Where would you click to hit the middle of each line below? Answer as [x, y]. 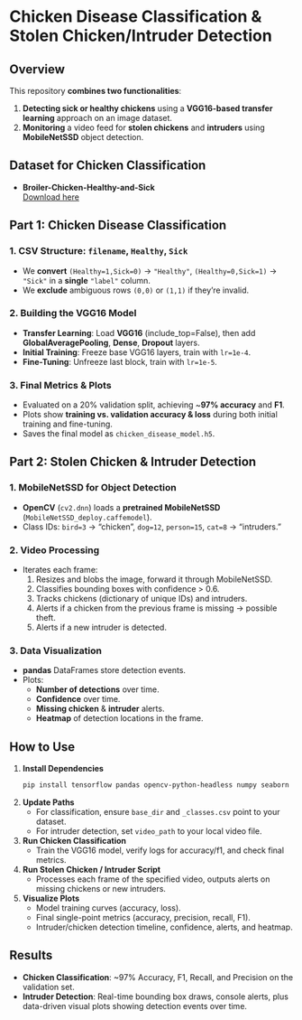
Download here [50, 197]
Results [31, 955]
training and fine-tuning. [67, 424]
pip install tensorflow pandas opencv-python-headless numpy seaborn [156, 785]
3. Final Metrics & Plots [60, 385]
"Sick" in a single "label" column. [87, 280]
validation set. [48, 987]
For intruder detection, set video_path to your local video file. [149, 831]
